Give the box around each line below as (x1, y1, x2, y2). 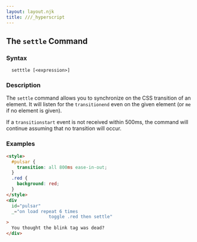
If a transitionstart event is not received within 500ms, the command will (6, 119, 189, 126)
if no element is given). (6, 107, 62, 114)
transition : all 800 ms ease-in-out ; (17, 164, 108, 170)
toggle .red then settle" (48, 214, 113, 220)
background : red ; (17, 181, 60, 187)
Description (6, 81, 41, 90)
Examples (6, 140, 36, 148)
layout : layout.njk (6, 8, 55, 15)
